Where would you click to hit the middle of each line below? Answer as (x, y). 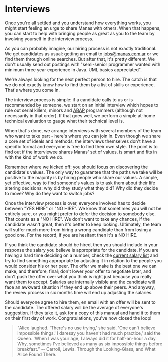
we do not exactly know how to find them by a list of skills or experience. (80, 85)
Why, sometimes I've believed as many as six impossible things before (90, 344)
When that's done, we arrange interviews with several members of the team (83, 130)
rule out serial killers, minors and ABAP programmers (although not (74, 110)
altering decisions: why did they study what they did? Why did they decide (82, 188)
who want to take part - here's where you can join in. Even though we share (83, 136)
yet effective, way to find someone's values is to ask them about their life (80, 183)
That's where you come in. (32, 90)
